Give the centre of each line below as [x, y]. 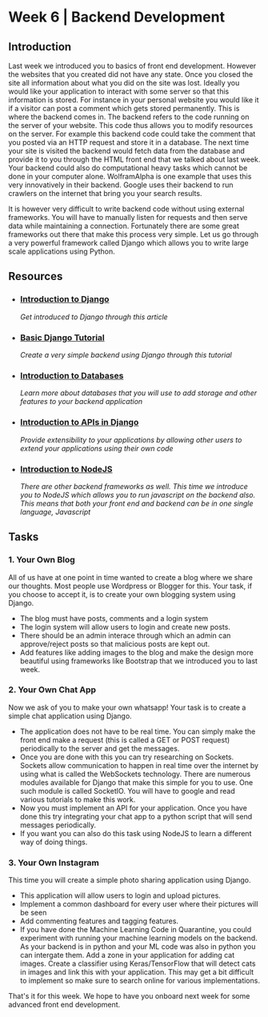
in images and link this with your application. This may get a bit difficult [137, 972]
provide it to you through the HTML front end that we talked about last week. [134, 159]
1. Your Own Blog [42, 560]
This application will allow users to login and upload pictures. [120, 895]
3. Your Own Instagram [54, 863]
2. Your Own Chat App [52, 690]
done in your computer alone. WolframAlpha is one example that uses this [130, 176]
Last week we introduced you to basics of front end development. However [132, 66]
